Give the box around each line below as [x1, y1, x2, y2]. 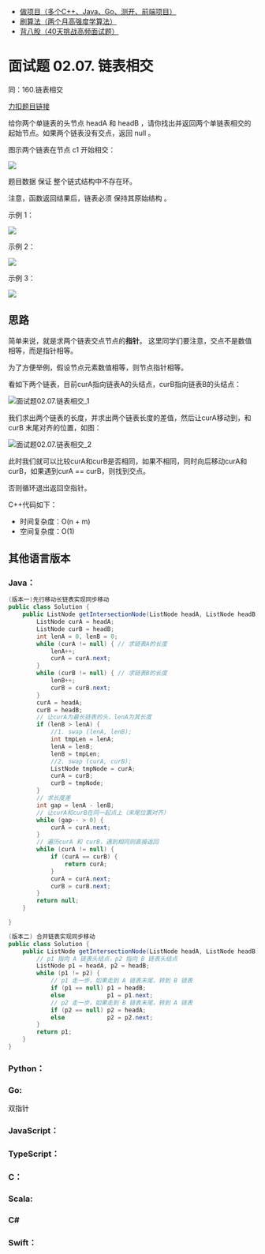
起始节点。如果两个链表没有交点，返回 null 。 [8, 128, 155, 137]
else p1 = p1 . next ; [50, 991, 154, 999]
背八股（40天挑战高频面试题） [19, 27, 119, 36]
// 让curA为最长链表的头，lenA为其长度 [36, 713, 152, 721]
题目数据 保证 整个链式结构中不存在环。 [8, 176, 136, 186]
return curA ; [64, 860, 108, 868]
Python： [8, 1063, 45, 1074]
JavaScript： [8, 1125, 59, 1136]
